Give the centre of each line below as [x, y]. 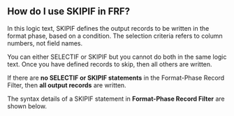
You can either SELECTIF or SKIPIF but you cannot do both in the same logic [117, 57]
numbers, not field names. [45, 43]
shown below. [27, 106]
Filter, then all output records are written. [67, 85]
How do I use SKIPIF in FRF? [69, 12]
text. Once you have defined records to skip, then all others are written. [110, 64]
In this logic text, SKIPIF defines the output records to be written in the [108, 28]
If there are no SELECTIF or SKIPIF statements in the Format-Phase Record [116, 78]
